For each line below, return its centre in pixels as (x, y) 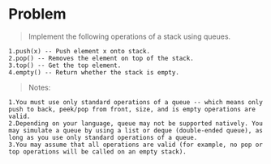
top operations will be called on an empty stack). (97, 151)
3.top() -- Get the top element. (65, 65)
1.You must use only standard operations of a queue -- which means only (136, 102)
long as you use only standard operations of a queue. (103, 137)
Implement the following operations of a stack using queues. (129, 36)
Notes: (39, 87)
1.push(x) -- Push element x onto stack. (80, 51)
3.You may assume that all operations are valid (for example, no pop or (136, 145)
